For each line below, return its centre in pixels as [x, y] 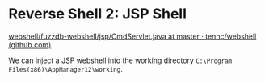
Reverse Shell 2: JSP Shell [98, 14]
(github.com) [30, 44]
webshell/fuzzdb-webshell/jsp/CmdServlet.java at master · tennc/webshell [132, 36]
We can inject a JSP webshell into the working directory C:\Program [120, 60]
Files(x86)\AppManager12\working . [65, 68]
